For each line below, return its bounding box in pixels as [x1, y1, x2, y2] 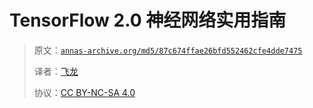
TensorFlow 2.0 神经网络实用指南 [9, 9, 287, 32]
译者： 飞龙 [33, 65, 79, 77]
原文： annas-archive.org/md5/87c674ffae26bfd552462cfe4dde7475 [33, 44, 303, 56]
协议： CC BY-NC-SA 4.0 [33, 86, 136, 98]
